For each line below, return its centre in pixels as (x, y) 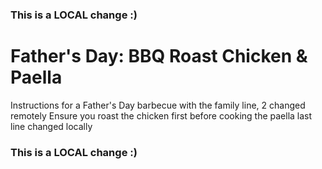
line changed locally (51, 126)
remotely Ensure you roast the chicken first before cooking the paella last (161, 115)
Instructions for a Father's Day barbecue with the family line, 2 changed (158, 105)
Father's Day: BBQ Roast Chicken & (159, 56)
